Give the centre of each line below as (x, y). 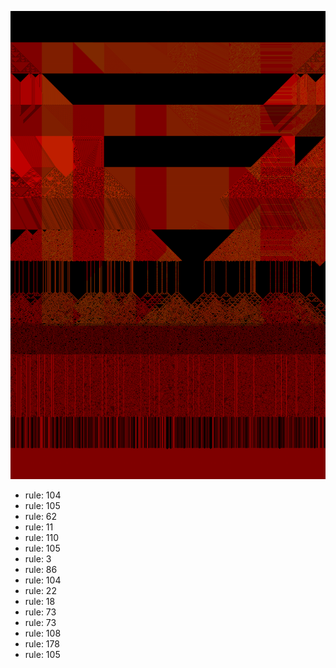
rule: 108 (43, 633)
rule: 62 (41, 517)
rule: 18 (40, 602)
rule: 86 (41, 570)
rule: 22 (40, 591)
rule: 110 (42, 538)
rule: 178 (42, 644)
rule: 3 (38, 559)
